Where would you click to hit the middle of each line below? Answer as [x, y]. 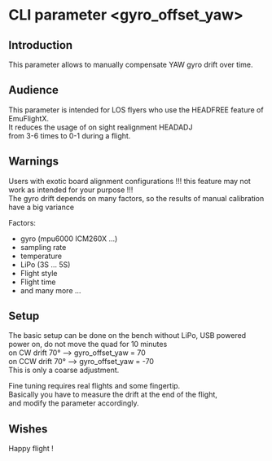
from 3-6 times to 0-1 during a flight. [70, 135]
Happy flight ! [31, 449]
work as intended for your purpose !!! [71, 190]
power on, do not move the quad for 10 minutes [88, 345]
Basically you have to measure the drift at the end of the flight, [113, 395]
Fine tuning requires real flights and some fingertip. [94, 386]
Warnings [34, 162]
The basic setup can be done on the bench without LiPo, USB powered [127, 336]
